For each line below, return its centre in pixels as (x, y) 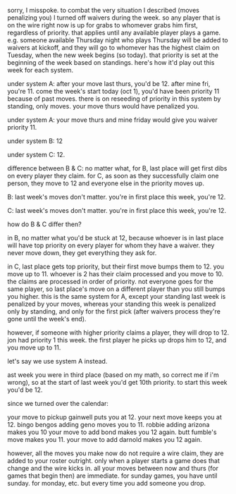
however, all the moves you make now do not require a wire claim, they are (116, 453)
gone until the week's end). (47, 319)
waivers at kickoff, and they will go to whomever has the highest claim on (113, 48)
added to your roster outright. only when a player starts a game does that (113, 461)
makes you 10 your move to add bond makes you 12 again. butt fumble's (112, 432)
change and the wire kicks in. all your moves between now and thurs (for (113, 468)
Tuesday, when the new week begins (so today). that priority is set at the (113, 55)
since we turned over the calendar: (58, 403)
